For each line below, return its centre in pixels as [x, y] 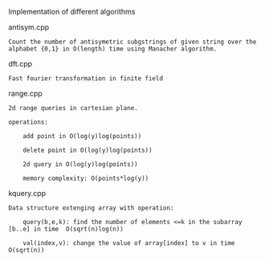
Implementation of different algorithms [72, 12]
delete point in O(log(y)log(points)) [88, 150]
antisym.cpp [29, 27]
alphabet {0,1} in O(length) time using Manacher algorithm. [113, 49]
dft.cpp [20, 64]
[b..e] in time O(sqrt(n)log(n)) [66, 229]
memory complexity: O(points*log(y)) [86, 178]
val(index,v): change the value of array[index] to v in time [129, 243]
